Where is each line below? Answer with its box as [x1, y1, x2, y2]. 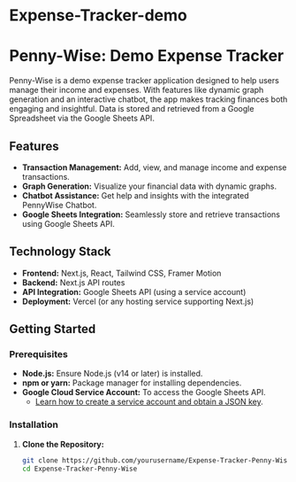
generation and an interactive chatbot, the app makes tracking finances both [9, 94, 288, 105]
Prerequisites [9, 348, 68, 361]
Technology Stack [9, 245, 111, 260]
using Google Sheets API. [21, 218, 115, 229]
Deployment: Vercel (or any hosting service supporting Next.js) [21, 296, 254, 307]
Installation [9, 418, 59, 431]
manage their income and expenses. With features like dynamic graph [9, 85, 264, 96]
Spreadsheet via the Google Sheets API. [9, 113, 155, 124]
